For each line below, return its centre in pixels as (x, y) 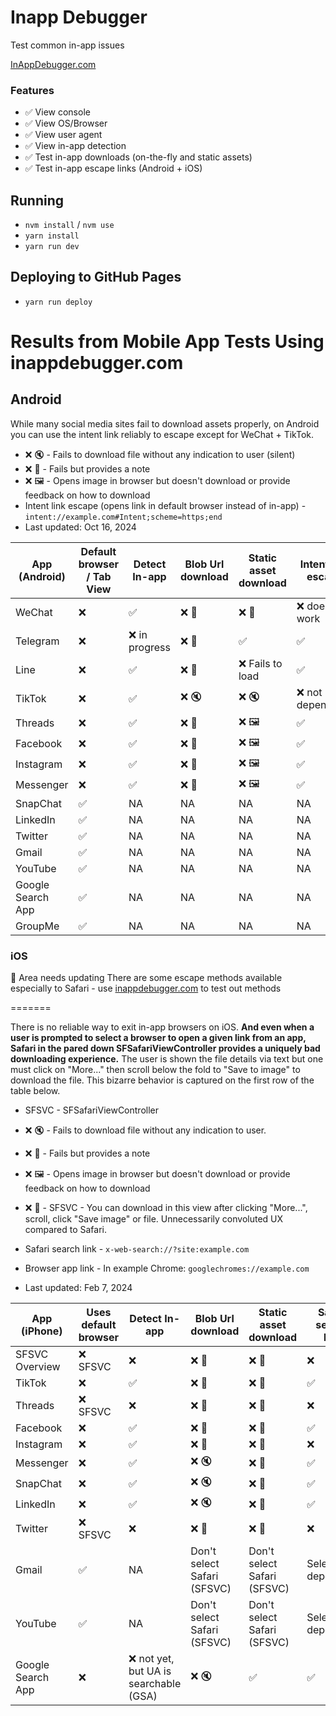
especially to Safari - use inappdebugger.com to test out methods (146, 988)
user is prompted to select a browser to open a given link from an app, (158, 1038)
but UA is (150, 1671)
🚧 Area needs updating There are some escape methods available (146, 978)
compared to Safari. (66, 1230)
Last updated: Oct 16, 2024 (80, 527)
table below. (35, 1091)
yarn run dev (52, 247)
